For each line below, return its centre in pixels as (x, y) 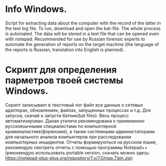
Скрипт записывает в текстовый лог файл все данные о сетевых (74, 105)
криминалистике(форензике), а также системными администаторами (80, 131)
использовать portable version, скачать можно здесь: (92, 152)
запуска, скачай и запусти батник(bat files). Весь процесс (67, 115)
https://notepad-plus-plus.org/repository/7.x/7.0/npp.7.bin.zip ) (69, 158)
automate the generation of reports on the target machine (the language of (82, 44)
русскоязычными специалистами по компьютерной (61, 126)
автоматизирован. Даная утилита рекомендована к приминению (75, 120)
